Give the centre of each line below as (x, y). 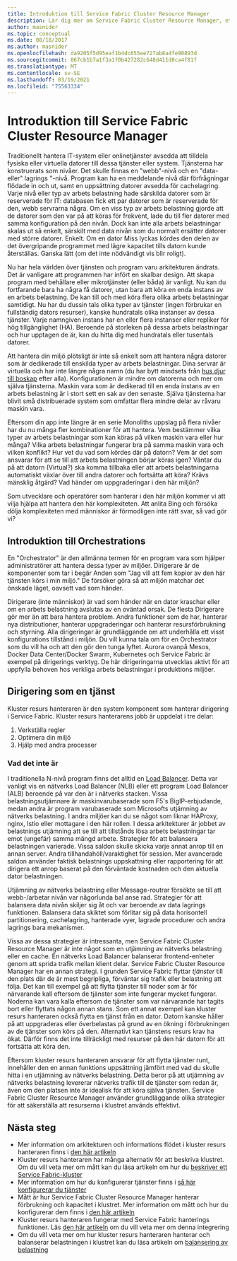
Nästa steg (32, 1128)
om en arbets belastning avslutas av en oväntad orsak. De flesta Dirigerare (116, 609)
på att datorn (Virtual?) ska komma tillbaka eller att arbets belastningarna (113, 467)
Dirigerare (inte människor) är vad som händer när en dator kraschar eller (114, 602)
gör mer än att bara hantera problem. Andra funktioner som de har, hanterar (117, 617)
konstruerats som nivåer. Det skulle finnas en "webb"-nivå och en (103, 171)
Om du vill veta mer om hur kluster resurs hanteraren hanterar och (114, 1234)
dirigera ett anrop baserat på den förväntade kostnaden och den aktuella (113, 869)
